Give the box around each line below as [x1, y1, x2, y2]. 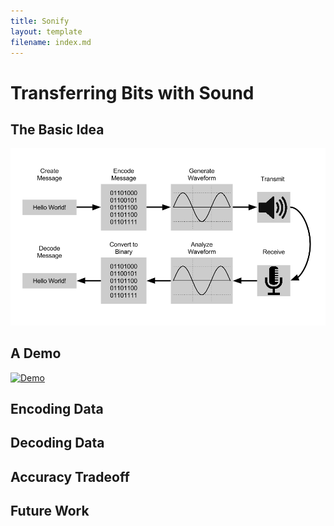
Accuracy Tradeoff [10, 468, 130, 485]
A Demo [10, 345, 62, 362]
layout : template [10, 26, 83, 37]
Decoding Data [10, 435, 105, 452]
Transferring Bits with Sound [10, 81, 255, 104]
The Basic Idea [10, 121, 105, 138]
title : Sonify [10, 16, 70, 26]
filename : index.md [10, 37, 92, 47]
